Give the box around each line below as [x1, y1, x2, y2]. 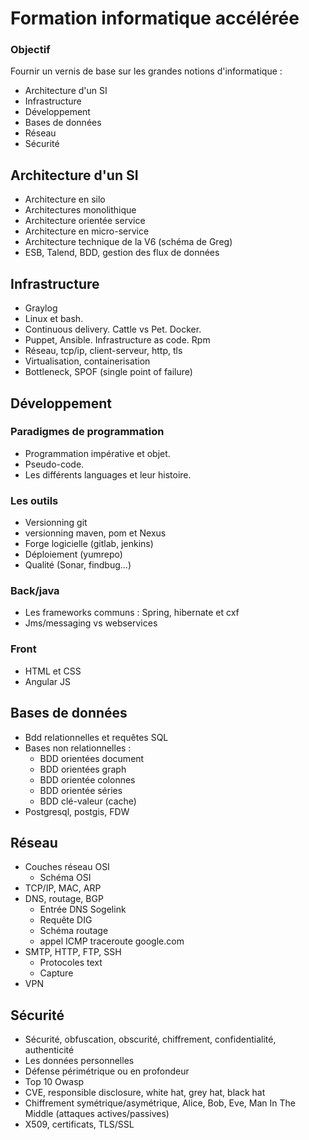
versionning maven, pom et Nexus [24, 527, 167, 539]
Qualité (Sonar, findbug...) [24, 559, 132, 571]
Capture [39, 967, 74, 979]
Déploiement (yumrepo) [24, 548, 123, 561]
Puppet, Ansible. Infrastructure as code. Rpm [24, 334, 211, 346]
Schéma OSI [39, 872, 92, 884]
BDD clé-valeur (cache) [39, 795, 137, 807]
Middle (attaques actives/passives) [24, 1108, 170, 1120]
